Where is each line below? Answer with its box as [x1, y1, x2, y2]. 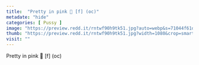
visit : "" [6, 36, 31, 42]
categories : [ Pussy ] [6, 19, 62, 25]
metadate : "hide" [6, 14, 49, 20]
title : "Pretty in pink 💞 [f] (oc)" [6, 8, 99, 15]
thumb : [6, 31, 23, 37]
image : [6, 25, 23, 31]
